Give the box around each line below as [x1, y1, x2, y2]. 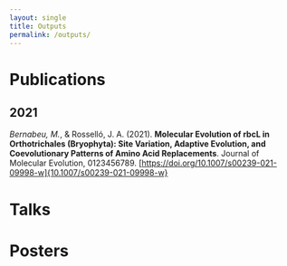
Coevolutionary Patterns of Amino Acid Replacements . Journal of [9, 148, 260, 159]
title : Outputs [9, 22, 67, 31]
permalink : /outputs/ [9, 30, 91, 39]
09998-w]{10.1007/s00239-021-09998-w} [9, 167, 168, 178]
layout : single [9, 13, 67, 23]
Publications [9, 69, 106, 90]
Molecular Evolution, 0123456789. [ [9, 157, 142, 168]
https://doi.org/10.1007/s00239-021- [141, 157, 278, 168]
